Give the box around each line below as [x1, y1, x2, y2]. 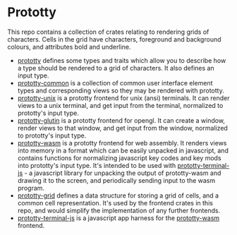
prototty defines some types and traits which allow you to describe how [17, 56, 226, 64]
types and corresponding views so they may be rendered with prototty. [17, 86, 224, 95]
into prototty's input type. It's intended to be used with [17, 161, 176, 169]
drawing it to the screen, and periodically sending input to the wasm [17, 176, 216, 184]
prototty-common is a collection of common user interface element [17, 78, 213, 87]
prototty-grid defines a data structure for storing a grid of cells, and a [17, 191, 219, 200]
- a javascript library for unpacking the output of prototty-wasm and [24, 169, 221, 177]
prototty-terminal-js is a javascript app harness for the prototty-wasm [17, 213, 220, 222]
